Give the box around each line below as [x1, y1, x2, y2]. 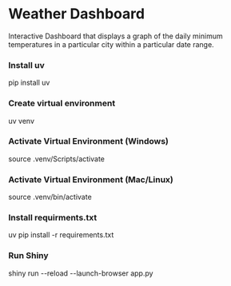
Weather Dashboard [8, 5, 145, 23]
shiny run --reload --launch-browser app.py [8, 268, 153, 278]
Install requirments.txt [8, 213, 98, 224]
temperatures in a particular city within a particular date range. [8, 39, 214, 49]
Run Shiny [8, 250, 50, 261]
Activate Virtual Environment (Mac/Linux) [8, 173, 173, 185]
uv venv [8, 116, 34, 125]
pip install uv [8, 77, 50, 88]
